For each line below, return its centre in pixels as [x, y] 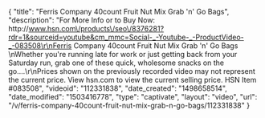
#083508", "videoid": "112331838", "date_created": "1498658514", [118, 88]
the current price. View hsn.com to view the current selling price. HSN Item [132, 80]
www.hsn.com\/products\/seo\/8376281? [96, 28]
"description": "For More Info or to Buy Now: [82, 20]
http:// [19, 28]
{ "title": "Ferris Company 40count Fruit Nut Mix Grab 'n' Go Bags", [119, 12]
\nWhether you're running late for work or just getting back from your [123, 54]
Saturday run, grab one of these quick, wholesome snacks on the [116, 63]
